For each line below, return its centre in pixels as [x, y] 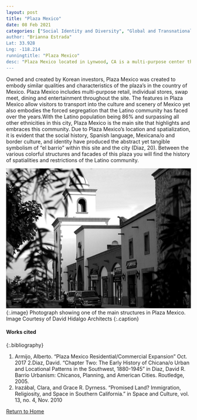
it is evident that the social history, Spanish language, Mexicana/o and [90, 135]
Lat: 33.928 [21, 43]
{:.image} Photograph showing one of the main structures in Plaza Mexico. [96, 312]
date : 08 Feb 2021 [28, 25]
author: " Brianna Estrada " [39, 37]
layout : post [22, 12]
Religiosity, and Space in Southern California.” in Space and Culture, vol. [102, 394]
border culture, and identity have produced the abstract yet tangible [88, 141]
